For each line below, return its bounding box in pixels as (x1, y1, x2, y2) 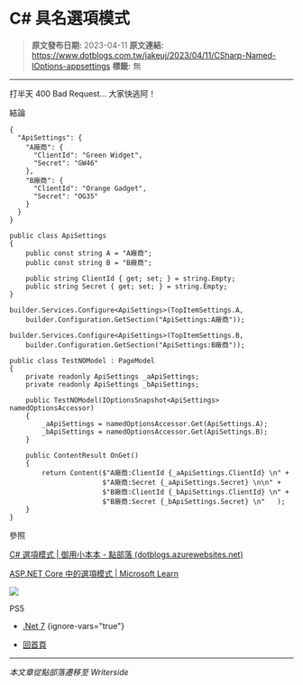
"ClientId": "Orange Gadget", (32, 184, 147, 193)
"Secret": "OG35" (32, 191, 99, 201)
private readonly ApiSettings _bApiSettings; (25, 379, 200, 388)
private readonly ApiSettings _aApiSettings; (25, 371, 200, 381)
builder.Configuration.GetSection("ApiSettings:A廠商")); (25, 315, 245, 324)
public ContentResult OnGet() (25, 451, 140, 460)
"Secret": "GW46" (32, 159, 99, 168)
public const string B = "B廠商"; (25, 258, 152, 267)
